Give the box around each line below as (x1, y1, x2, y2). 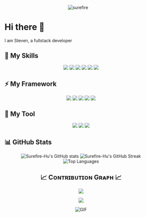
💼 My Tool (4, 110, 35, 118)
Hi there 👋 (4, 22, 45, 33)
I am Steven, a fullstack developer (4, 37, 72, 43)
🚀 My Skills (4, 51, 38, 60)
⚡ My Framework (4, 80, 57, 88)
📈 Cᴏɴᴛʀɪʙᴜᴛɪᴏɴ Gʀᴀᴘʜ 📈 (40, 173, 122, 182)
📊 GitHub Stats (4, 138, 52, 146)
